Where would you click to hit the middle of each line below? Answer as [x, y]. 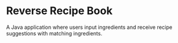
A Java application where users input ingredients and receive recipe [89, 27]
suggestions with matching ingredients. [54, 33]
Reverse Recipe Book [59, 11]
